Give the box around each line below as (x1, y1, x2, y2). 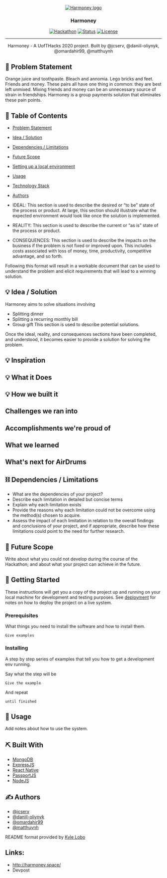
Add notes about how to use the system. (5, 726, 88, 732)
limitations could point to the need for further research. (12, 528, 125, 534)
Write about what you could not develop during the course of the (5, 556, 138, 562)
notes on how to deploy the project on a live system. (5, 599, 112, 606)
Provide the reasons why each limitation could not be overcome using (12, 507, 156, 513)
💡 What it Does (5, 373, 52, 382)
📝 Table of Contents (5, 111, 68, 120)
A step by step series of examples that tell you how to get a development (5, 656, 155, 662)
